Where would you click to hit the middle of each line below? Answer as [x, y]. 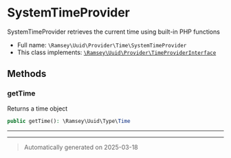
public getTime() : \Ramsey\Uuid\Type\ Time [69, 121]
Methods [27, 74]
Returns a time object [37, 109]
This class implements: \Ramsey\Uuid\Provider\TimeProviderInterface [117, 52]
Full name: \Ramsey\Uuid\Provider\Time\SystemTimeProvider [102, 45]
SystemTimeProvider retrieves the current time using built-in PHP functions [113, 32]
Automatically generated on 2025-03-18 [81, 147]
